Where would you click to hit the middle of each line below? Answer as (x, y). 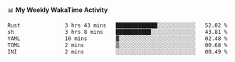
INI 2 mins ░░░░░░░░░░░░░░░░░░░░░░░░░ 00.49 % (117, 51)
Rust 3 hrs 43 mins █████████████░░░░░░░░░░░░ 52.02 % (117, 25)
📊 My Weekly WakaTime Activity (58, 10)
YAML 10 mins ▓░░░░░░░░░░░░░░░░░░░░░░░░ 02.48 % (117, 38)
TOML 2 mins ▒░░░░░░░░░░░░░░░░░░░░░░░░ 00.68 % (117, 45)
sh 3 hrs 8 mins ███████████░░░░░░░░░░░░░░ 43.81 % (117, 32)
